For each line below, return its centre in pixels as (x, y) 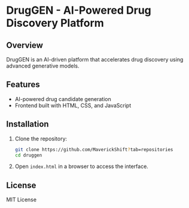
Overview (25, 45)
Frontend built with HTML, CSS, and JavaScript (73, 105)
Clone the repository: (41, 139)
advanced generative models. (43, 66)
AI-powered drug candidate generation (63, 99)
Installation (28, 124)
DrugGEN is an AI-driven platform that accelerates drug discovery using (95, 59)
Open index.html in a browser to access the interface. (81, 166)
